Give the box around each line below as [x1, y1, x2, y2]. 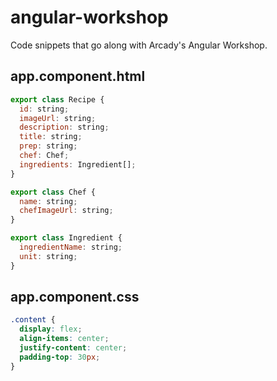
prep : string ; [19, 141, 78, 151]
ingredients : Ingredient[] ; [19, 159, 137, 170]
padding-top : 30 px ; [19, 352, 101, 362]
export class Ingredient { [10, 233, 123, 243]
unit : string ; [19, 251, 78, 261]
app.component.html [10, 68, 146, 85]
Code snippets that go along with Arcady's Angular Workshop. [10, 39, 268, 51]
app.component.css [10, 289, 140, 306]
